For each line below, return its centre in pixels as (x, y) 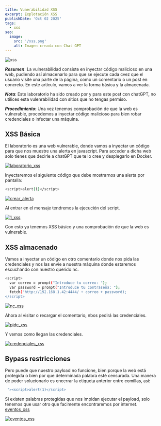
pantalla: (14, 180)
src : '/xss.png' (30, 41)
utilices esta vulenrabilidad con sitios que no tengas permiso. (66, 99)
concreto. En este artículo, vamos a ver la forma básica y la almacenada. (78, 84)
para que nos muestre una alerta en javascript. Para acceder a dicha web (78, 151)
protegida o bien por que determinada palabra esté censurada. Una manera (80, 376)
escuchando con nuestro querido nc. (42, 269)
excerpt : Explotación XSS (31, 14)
